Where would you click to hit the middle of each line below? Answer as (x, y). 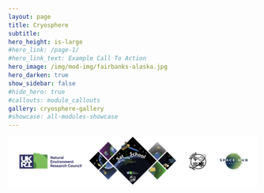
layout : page (30, 17)
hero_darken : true (38, 75)
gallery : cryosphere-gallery (56, 108)
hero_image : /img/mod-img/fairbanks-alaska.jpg (88, 67)
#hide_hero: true (37, 92)
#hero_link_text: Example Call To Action (77, 59)
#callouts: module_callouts (55, 100)
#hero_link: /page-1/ (44, 50)
